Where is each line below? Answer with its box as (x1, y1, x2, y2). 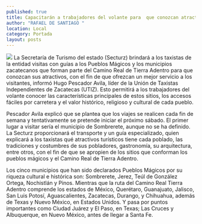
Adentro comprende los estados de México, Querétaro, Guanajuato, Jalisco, (6, 186, 194, 193)
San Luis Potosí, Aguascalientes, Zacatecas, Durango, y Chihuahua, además (6, 192, 195, 199)
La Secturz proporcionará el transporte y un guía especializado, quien (6, 130, 179, 136)
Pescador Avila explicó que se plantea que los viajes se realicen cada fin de (6, 110, 194, 117)
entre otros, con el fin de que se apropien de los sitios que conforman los (6, 148, 188, 156)
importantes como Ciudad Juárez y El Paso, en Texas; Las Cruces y (6, 205, 174, 212)
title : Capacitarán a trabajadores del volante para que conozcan (6, 14, 179, 20)
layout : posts (6, 37, 42, 43)
